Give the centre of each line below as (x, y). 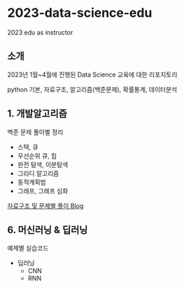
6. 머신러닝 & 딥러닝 (48, 230)
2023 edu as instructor (40, 32)
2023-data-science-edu (80, 13)
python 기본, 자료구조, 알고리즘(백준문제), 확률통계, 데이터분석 (92, 89)
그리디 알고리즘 (38, 173)
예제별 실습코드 (28, 248)
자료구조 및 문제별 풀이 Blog (45, 206)
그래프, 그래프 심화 (43, 190)
